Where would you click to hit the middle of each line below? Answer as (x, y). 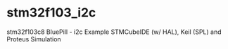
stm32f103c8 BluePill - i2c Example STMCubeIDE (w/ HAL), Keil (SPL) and (114, 32)
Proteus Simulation (34, 39)
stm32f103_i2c (51, 13)
